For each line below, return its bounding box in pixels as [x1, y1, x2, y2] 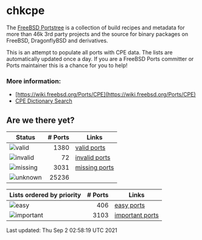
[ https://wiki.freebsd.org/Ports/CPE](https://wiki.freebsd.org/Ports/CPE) [15, 91, 196, 98]
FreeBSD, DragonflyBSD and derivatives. [6, 37, 108, 44]
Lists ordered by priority [9, 191, 82, 199]
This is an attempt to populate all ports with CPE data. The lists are [6, 48, 173, 56]
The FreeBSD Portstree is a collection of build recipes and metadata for [6, 24, 185, 31]
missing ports [75, 163, 114, 172]
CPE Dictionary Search [15, 97, 73, 104]
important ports [114, 211, 159, 220]
